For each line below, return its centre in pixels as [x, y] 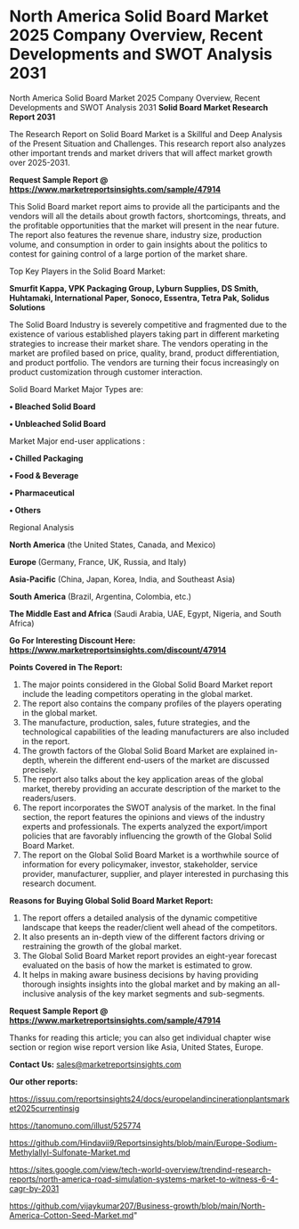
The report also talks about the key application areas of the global [143, 779]
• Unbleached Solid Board [58, 423]
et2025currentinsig [44, 1108]
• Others [25, 510]
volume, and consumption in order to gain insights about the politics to [138, 244]
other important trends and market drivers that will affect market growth [141, 152]
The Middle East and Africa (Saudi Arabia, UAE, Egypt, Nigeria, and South [145, 613]
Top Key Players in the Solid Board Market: [88, 271]
